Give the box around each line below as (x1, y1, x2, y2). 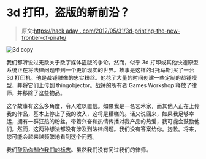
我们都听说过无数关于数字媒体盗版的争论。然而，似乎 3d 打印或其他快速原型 (6, 58, 199, 66)
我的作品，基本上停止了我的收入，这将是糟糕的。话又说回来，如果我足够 (6, 110, 189, 117)
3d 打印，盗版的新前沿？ (6, 6, 131, 20)
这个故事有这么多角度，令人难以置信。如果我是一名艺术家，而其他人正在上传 (6, 102, 200, 109)
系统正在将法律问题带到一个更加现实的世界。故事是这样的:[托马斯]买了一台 (6, 66, 195, 74)
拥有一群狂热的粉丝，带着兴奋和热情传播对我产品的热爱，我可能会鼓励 (17, 117, 194, 125)
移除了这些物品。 (22, 89, 66, 96)
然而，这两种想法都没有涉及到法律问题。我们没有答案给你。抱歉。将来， (17, 125, 200, 133)
